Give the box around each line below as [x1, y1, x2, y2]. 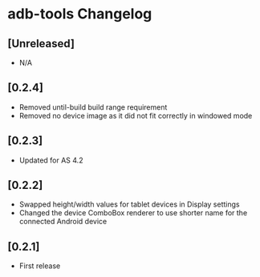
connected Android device [18, 217, 108, 227]
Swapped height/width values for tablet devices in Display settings [18, 199, 240, 209]
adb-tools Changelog [7, 5, 152, 23]
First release [18, 261, 61, 271]
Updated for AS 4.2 [18, 155, 83, 165]
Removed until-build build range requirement [18, 102, 168, 112]
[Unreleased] [7, 37, 75, 50]
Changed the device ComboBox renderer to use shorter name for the [18, 208, 248, 218]
